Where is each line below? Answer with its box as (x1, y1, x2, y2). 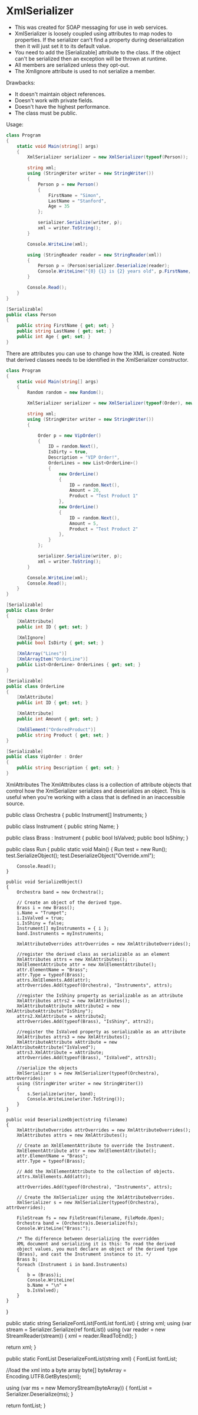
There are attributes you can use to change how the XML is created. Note (6, 350, 184, 357)
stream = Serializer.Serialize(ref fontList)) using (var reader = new (6, 1326, 166, 1333)
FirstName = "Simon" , (48, 192, 101, 199)
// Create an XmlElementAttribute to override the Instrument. (16, 1143, 176, 1148)
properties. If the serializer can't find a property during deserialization (14, 36, 184, 43)
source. (6, 800, 25, 807)
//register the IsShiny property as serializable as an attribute (16, 992, 183, 998)
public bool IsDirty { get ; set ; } (16, 640, 104, 646)
